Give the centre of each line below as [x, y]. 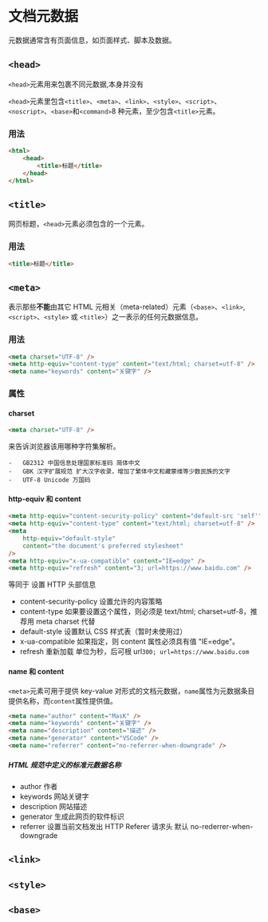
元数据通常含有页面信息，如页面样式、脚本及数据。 [92, 40]
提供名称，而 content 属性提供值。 [63, 700]
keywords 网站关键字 [54, 796]
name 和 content [36, 671]
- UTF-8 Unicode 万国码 [49, 480]
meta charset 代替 [65, 622]
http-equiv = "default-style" [69, 538]
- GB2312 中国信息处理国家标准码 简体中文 [75, 463]
